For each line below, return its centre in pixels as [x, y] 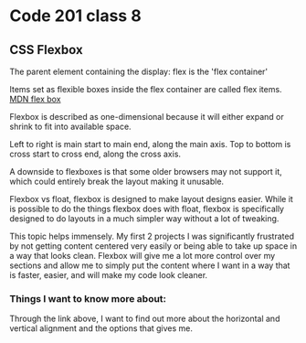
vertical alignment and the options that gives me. [101, 328]
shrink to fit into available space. [70, 126]
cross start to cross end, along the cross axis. [95, 154]
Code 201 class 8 [75, 16]
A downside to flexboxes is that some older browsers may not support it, [146, 171]
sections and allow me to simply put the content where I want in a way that [150, 265]
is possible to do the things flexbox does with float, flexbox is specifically [147, 209]
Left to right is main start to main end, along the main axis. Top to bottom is [150, 144]
